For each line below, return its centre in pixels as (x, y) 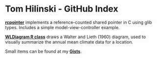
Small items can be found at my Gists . (43, 51)
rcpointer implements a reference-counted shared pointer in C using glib (79, 22)
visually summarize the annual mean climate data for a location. (69, 42)
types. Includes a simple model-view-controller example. (62, 27)
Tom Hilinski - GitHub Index (62, 9)
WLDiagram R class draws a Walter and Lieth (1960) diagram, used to (75, 37)
